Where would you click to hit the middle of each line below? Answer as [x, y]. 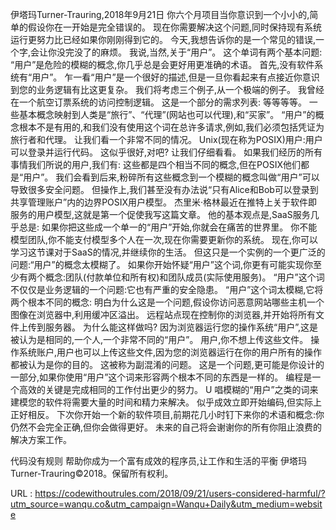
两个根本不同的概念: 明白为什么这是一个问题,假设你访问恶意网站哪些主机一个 [167, 302]
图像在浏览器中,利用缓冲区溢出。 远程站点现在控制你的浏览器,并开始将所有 [163, 314]
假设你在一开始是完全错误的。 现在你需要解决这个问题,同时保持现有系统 [174, 27]
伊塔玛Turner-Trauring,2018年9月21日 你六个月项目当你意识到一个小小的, [160, 14]
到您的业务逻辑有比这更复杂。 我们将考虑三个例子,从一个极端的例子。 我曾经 [167, 89]
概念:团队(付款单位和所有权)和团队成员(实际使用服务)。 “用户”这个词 [184, 277]
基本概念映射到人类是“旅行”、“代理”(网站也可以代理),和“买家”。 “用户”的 [167, 114]
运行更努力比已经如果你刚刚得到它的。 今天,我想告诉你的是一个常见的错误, [163, 39]
